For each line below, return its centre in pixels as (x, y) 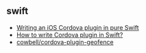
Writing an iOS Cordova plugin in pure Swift (77, 27)
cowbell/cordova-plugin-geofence (65, 42)
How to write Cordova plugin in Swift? (70, 35)
